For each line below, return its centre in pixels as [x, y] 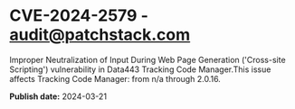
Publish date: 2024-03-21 [58, 96]
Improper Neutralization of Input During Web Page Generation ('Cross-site [148, 59]
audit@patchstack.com [100, 35]
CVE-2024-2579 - [79, 16]
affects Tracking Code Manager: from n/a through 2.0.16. [115, 78]
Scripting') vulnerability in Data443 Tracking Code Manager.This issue [140, 69]
